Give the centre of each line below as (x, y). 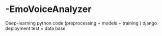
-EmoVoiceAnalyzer (48, 9)
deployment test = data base (35, 28)
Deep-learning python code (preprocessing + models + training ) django (81, 23)
